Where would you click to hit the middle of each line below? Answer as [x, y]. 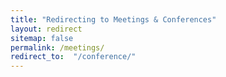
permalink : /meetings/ [57, 47]
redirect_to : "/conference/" [73, 57]
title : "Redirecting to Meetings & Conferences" [113, 19]
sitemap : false [42, 38]
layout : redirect [46, 29]
